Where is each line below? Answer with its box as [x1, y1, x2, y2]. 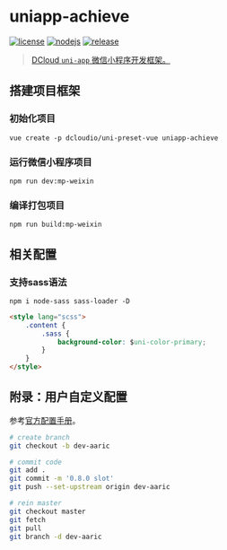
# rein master [9, 499, 63, 508]
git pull [9, 523, 42, 533]
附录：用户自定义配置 [9, 389, 127, 405]
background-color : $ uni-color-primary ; [57, 337, 206, 346]
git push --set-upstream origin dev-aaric [9, 483, 170, 492]
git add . [9, 466, 47, 475]
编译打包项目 [9, 199, 65, 212]
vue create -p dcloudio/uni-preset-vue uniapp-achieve [9, 133, 219, 143]
